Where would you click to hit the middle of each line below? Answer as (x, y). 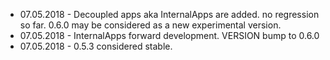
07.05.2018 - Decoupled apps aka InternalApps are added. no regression (169, 14)
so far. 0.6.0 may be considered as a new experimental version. (150, 25)
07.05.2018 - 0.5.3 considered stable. (96, 46)
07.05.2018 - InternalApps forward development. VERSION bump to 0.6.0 (169, 35)
